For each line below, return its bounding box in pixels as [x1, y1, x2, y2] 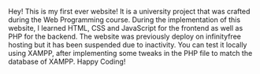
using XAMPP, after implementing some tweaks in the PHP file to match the [8, 49, 253, 57]
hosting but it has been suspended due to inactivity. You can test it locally [8, 40, 247, 50]
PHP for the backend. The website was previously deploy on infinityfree [8, 31, 242, 41]
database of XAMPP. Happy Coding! [8, 57, 126, 66]
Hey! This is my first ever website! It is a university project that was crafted [8, 7, 251, 16]
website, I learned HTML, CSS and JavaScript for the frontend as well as [8, 24, 243, 32]
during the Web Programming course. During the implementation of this [8, 15, 241, 24]
